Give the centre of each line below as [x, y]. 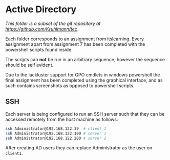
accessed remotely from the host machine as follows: [62, 119]
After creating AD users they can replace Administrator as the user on [79, 148]
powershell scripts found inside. [39, 49]
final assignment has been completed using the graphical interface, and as [84, 80]
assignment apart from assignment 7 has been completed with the [75, 44]
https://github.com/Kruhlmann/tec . [42, 29]
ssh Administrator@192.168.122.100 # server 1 [56, 134]
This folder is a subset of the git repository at [53, 23]
